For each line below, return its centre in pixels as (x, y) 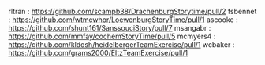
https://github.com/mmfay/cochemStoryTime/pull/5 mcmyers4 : (112, 36)
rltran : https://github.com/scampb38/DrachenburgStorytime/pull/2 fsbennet (132, 11)
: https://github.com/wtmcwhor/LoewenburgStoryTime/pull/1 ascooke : (123, 20)
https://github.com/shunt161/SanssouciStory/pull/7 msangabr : (110, 28)
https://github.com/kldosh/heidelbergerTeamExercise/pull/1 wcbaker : (121, 45)
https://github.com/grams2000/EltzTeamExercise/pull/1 (98, 53)
